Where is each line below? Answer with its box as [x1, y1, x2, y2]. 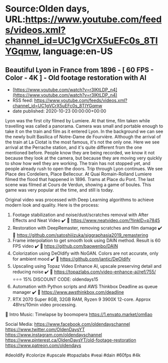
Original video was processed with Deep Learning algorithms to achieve [5, 197, 154, 203]
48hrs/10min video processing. [12, 302, 77, 307]
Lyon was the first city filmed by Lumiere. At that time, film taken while [5, 118, 150, 123]
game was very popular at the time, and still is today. [5, 187, 114, 193]
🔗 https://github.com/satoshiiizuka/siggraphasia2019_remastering [12, 232, 148, 238]
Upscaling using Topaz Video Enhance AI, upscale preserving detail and [12, 263, 162, 269]
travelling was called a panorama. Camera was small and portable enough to [5, 123, 163, 129]
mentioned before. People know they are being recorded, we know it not [5, 150, 155, 155]
